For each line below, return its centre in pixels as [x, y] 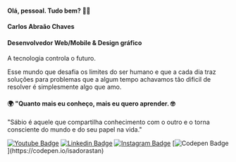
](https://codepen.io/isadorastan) [56, 150]
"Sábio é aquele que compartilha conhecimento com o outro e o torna [108, 122]
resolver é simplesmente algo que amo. [64, 87]
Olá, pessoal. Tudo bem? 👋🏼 [49, 11]
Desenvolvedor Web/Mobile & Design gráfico [75, 42]
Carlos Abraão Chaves [41, 27]
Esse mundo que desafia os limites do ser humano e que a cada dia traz [112, 72]
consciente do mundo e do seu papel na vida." [75, 129]
